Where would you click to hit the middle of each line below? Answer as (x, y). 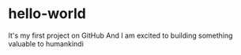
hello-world (47, 14)
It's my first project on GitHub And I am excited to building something (120, 35)
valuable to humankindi (46, 43)
